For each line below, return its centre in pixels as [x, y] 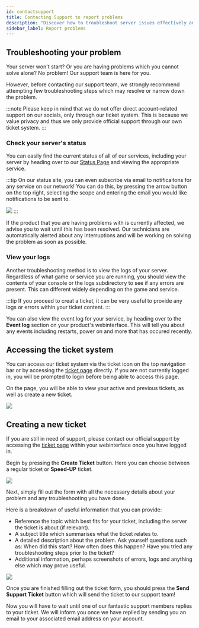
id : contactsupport [30, 12]
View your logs [28, 258]
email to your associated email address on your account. [75, 618]
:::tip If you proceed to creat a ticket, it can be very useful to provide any [94, 300]
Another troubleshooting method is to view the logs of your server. [87, 270]
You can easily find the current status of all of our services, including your [96, 156]
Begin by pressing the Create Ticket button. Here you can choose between [98, 463]
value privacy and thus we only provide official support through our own [94, 121]
